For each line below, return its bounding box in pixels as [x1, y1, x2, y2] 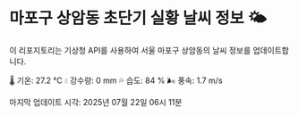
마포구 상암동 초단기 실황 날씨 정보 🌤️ [9, 8, 267, 29]
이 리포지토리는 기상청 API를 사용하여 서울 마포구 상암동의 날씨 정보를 [9, 45, 251, 55]
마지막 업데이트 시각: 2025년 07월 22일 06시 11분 [9, 96, 183, 107]
